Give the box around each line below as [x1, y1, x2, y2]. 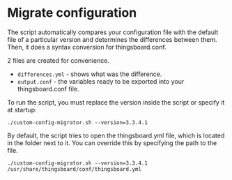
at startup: [7, 105, 37, 114]
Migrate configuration [7, 5, 137, 21]
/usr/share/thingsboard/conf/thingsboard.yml [7, 165, 141, 172]
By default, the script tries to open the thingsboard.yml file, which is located [7, 131, 225, 140]
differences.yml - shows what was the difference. [17, 70, 162, 78]
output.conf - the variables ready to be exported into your [17, 77, 185, 85]
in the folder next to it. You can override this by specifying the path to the [7, 138, 217, 147]
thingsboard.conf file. [17, 84, 79, 93]
